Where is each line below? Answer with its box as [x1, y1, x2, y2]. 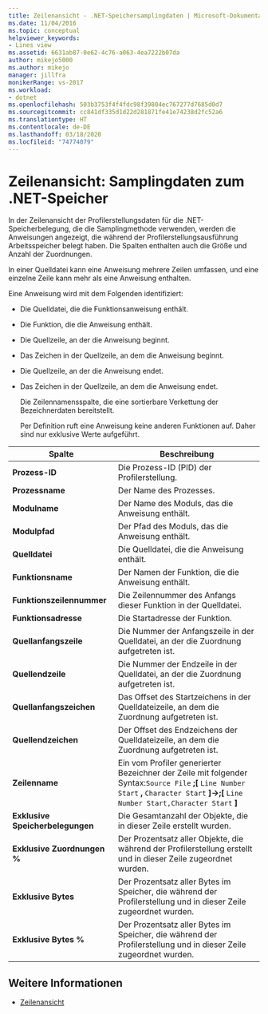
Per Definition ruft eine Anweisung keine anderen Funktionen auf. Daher [19, 421, 256, 431]
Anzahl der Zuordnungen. [8, 249, 93, 259]
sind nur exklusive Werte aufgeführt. [19, 430, 140, 439]
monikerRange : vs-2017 [8, 78, 84, 86]
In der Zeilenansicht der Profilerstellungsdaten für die [8, 216, 183, 225]
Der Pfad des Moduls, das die [118, 521, 229, 532]
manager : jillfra [8, 71, 66, 79]
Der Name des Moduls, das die [118, 498, 234, 509]
